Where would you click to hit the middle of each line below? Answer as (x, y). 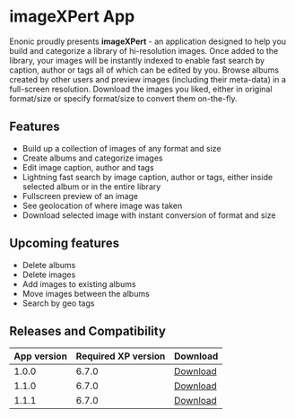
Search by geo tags (58, 303)
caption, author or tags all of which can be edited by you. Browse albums (144, 70)
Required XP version (121, 356)
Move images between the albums (86, 293)
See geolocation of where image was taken (102, 205)
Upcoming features (64, 244)
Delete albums (49, 265)
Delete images (49, 274)
